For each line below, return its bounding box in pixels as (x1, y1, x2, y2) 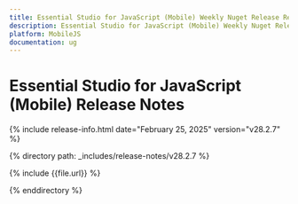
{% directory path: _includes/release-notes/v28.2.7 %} (9, 151, 210, 161)
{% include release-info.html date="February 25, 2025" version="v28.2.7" (9, 124, 281, 135)
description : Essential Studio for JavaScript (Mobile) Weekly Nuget (9, 21, 272, 30)
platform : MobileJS (9, 29, 82, 38)
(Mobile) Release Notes (9, 95, 184, 115)
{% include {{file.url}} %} (9, 168, 101, 178)
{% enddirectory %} (9, 185, 82, 196)
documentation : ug (9, 37, 77, 47)
